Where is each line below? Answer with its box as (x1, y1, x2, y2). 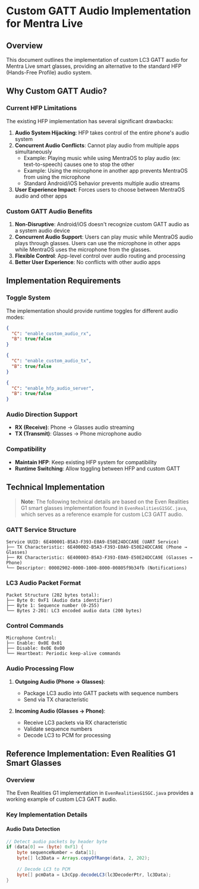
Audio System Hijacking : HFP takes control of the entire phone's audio (14, 129, 189, 136)
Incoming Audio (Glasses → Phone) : (14, 707, 106, 715)
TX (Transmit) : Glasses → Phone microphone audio (14, 430, 142, 437)
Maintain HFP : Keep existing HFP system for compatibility (14, 458, 157, 465)
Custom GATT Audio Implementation (6, 4, 191, 18)
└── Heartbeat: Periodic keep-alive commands (6, 650, 121, 657)
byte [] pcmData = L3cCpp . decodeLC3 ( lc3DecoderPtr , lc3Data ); (17, 872, 171, 878)
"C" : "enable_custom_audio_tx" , (11, 358, 92, 364)
